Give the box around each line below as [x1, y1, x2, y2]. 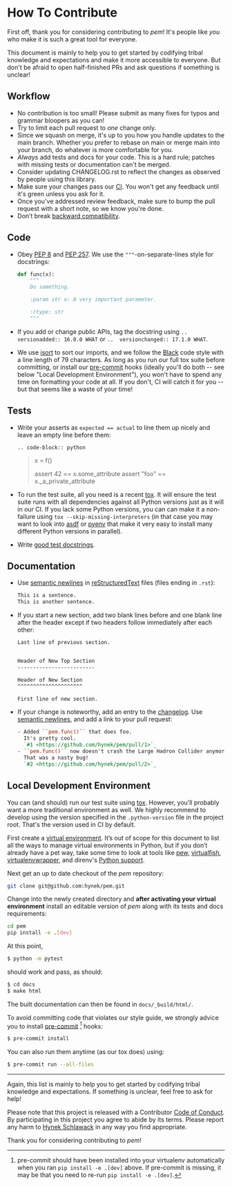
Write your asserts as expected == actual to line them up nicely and [17, 423, 211, 431]
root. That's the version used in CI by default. [7, 820, 136, 829]
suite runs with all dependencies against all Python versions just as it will [17, 498, 224, 506]
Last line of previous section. [17, 639, 110, 646]
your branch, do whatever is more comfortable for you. [17, 145, 174, 153]
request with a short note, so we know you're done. [17, 204, 164, 212]
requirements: [7, 910, 47, 918]
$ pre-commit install [7, 1035, 70, 1042]
